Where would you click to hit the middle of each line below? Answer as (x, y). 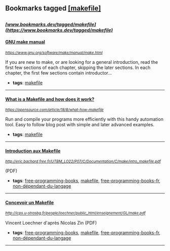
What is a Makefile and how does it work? (50, 99)
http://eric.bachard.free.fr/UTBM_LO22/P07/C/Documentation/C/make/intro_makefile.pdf (83, 162)
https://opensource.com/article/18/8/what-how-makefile (54, 110)
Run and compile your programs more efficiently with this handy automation (84, 119)
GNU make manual (25, 42)
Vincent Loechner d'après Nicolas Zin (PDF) (51, 223)
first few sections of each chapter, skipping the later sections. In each (78, 67)
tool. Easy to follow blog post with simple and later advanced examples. (80, 125)
